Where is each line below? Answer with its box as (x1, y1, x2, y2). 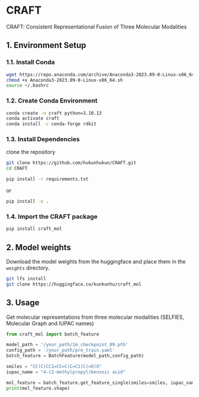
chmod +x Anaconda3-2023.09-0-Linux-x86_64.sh (6, 77, 123, 83)
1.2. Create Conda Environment (6, 97, 98, 105)
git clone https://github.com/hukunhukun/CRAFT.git (6, 160, 136, 166)
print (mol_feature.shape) (6, 385, 70, 391)
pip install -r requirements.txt (6, 176, 89, 183)
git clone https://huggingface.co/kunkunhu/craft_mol (6, 281, 142, 287)
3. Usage (6, 297, 40, 308)
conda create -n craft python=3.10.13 (6, 110, 102, 116)
